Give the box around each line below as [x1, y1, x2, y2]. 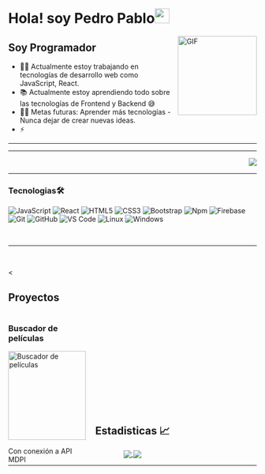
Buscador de [8, 323, 58, 334]
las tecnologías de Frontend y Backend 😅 [19, 99, 155, 108]
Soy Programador [8, 40, 97, 55]
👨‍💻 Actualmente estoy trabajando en [19, 62, 140, 71]
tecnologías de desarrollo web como [19, 70, 139, 79]
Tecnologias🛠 [8, 185, 65, 196]
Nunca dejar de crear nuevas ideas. [19, 115, 136, 125]
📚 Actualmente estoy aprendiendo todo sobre [19, 88, 170, 96]
